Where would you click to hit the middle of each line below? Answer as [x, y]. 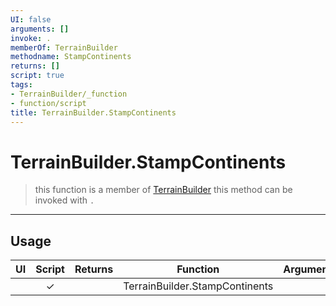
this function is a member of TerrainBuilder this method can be [163, 190]
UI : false [31, 19]
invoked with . [64, 200]
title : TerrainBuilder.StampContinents [93, 112]
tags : [21, 85]
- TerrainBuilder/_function [69, 94]
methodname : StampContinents [71, 57]
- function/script [48, 103]
